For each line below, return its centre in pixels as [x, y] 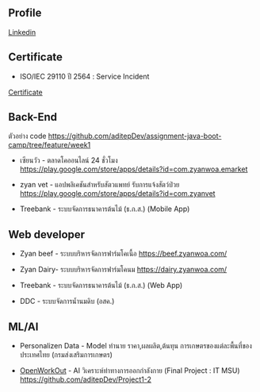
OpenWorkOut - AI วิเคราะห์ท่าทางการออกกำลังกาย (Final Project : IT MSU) [130, 371]
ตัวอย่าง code [27, 136]
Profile [25, 13]
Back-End [33, 117]
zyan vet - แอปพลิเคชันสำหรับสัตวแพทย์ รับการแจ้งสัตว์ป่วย [99, 185]
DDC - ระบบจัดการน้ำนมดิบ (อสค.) [67, 302]
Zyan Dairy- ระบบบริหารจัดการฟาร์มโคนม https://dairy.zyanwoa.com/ [123, 270]
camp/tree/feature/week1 [50, 145]
